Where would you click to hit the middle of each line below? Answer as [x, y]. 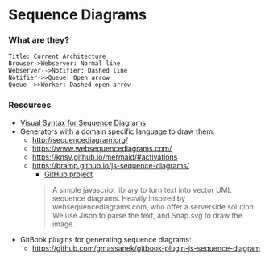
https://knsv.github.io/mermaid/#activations [105, 157]
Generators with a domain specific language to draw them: [117, 131]
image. [63, 224]
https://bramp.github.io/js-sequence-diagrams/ [111, 165]
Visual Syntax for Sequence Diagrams [83, 122]
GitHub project [68, 174]
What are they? [39, 40]
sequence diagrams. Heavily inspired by [119, 198]
